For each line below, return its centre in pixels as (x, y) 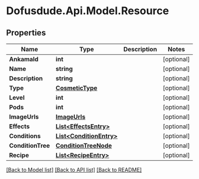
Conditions (25, 136)
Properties (26, 33)
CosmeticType (76, 88)
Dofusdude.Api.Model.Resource (88, 11)
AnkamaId (24, 59)
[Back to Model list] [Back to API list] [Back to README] (74, 170)
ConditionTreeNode (84, 146)
